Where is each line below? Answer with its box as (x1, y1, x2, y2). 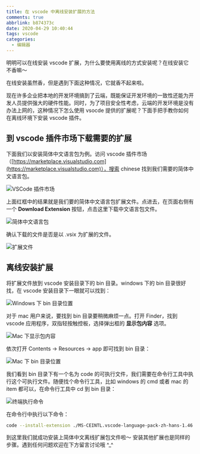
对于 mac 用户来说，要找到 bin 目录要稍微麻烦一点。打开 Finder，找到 (6, 312, 177, 319)
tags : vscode (6, 31, 39, 37)
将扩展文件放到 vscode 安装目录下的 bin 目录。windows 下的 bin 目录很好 (6, 279, 186, 287)
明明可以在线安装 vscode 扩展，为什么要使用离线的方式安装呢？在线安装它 (6, 59, 189, 66)
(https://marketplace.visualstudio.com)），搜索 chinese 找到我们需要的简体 (6, 165, 189, 172)
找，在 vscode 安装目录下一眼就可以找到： (6, 287, 111, 294)
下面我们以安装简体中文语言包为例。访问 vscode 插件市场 (6, 150, 148, 157)
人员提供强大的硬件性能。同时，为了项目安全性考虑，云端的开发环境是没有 (11, 99, 194, 106)
